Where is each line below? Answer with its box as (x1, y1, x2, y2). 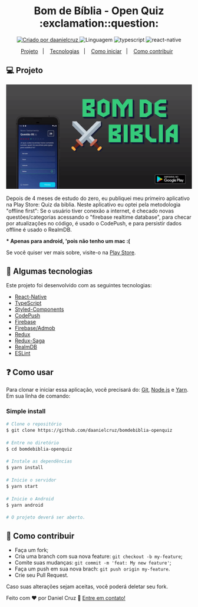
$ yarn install (6, 465, 44, 471)
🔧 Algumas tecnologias (6, 266, 93, 276)
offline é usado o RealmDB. (6, 226, 72, 234)
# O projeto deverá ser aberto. (6, 514, 85, 520)
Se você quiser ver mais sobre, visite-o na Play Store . (6, 249, 136, 256)
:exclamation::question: (39, 17, 159, 30)
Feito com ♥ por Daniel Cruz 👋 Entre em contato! (6, 594, 126, 601)
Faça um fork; (14, 546, 49, 553)
